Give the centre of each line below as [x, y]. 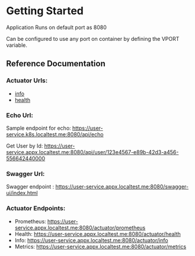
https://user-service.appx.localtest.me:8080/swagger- [122, 187]
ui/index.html [22, 193]
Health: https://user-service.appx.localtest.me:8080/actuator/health [97, 234]
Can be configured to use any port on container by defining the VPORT [93, 39]
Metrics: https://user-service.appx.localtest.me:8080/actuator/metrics [100, 247]
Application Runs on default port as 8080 [56, 27]
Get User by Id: [25, 146]
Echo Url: [20, 115]
